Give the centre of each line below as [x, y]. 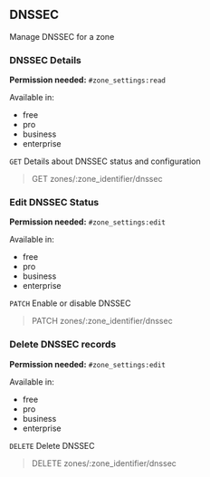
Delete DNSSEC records [63, 345]
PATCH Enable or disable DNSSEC [70, 303]
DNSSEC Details [45, 60]
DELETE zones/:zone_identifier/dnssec [104, 463]
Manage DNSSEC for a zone [62, 36]
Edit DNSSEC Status [54, 203]
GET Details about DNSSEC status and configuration [105, 161]
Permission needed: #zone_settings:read [87, 80]
